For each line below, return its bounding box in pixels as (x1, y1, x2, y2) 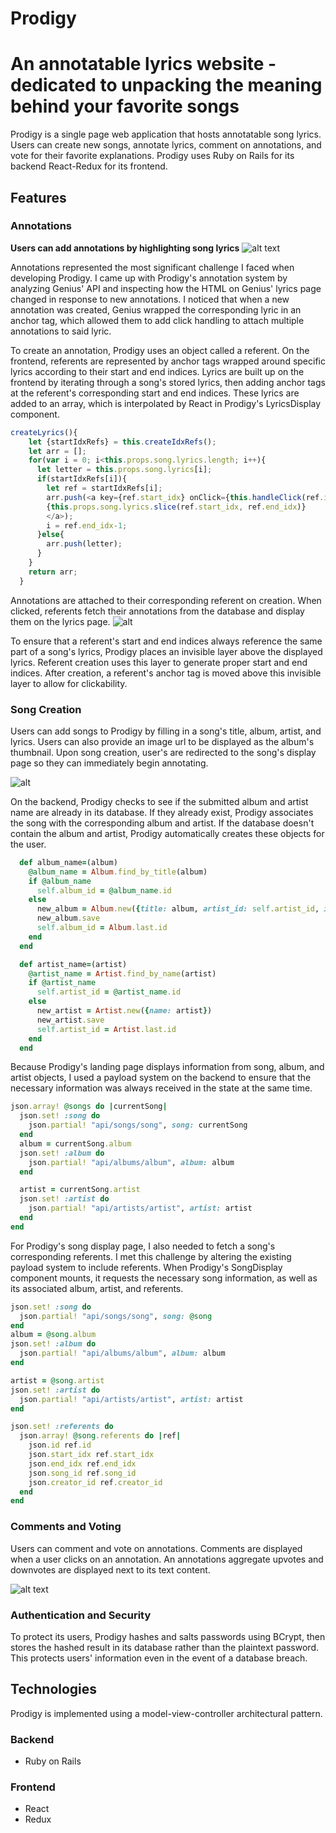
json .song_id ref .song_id (28, 1468, 137, 1478)
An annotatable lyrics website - (10, 53, 277, 76)
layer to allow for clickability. (10, 677, 128, 689)
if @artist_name (28, 978, 97, 988)
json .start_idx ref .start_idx (28, 1450, 155, 1460)
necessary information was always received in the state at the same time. (10, 1082, 313, 1094)
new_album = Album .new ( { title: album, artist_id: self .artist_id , (36, 904, 320, 914)
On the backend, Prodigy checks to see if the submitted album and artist (10, 795, 309, 807)
